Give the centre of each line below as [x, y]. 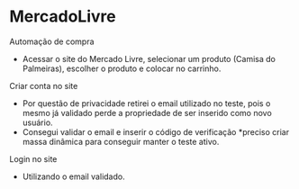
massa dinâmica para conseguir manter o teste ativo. [121, 141]
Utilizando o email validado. [73, 176]
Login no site [33, 158]
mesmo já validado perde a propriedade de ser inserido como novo [147, 112]
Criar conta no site [44, 85]
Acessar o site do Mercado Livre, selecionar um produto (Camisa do [149, 58]
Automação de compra [52, 41]
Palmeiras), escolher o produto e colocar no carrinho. [122, 68]
